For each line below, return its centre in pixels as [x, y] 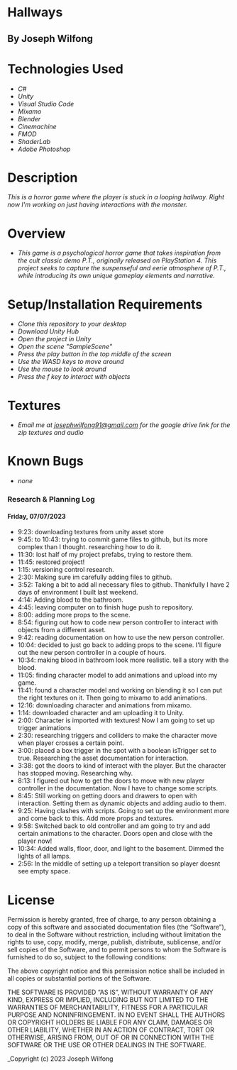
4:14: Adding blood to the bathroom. [71, 600]
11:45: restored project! [51, 562]
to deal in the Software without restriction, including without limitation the [114, 934]
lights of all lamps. [44, 856]
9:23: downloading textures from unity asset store [91, 532]
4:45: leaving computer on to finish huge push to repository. [105, 607]
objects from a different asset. [62, 630]
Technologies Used [66, 69]
